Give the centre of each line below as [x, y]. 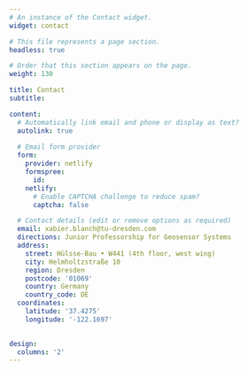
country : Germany [57, 287]
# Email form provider [59, 147]
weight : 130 [31, 74]
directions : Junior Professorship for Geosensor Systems [124, 237]
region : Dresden [55, 270]
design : [23, 343]
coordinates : [41, 303]
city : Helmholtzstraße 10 [73, 262]
